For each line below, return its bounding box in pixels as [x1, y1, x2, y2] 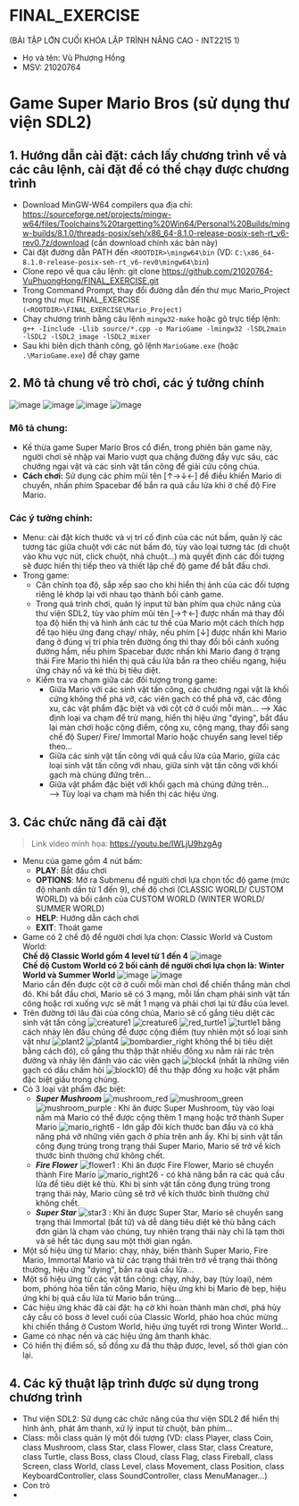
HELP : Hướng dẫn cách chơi [35, 913, 140, 924]
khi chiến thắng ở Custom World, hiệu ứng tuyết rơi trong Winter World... [21, 1321, 288, 1333]
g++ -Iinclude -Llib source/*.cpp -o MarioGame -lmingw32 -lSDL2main [21, 324, 287, 334]
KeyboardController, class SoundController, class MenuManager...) [21, 1470, 268, 1481]
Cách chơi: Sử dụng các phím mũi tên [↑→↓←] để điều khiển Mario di [21, 470, 282, 481]
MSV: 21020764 [21, 62, 81, 72]
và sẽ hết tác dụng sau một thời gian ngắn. [35, 1236, 193, 1247]
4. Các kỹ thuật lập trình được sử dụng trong [9, 1375, 260, 1391]
